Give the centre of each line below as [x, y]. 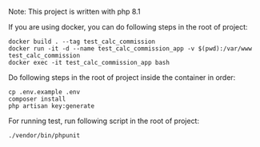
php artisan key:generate [51, 106]
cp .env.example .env [44, 92]
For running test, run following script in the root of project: [104, 121]
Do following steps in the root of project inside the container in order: [122, 77]
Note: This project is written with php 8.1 [74, 12]
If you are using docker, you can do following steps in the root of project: [128, 27]
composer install [37, 99]
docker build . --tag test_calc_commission [82, 42]
